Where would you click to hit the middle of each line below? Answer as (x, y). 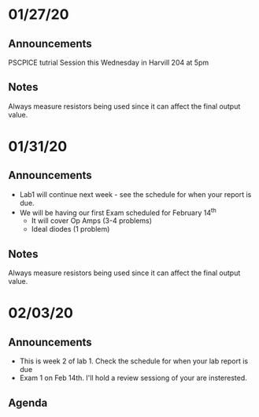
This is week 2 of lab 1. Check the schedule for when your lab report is (134, 361)
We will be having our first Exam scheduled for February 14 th (118, 212)
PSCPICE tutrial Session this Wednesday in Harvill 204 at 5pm (109, 62)
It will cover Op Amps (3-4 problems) (91, 221)
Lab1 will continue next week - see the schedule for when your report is (135, 194)
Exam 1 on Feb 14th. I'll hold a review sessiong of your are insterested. (133, 378)
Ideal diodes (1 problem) (70, 229)
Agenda (28, 402)
